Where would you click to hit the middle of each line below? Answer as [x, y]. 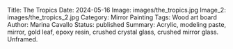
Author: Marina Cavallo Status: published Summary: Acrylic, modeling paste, [117, 24]
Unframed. [23, 39]
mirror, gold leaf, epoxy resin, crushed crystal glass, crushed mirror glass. [113, 32]
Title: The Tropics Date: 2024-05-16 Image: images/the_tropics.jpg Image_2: [116, 10]
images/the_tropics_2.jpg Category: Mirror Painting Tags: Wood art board [112, 17]
